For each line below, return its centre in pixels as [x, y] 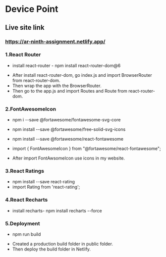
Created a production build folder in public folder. [62, 244]
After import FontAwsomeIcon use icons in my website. [69, 158]
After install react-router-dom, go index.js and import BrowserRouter [82, 75]
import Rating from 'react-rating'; [46, 187]
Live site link [25, 27]
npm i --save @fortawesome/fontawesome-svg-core [66, 120]
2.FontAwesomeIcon [30, 109]
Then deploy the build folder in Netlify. [51, 249]
